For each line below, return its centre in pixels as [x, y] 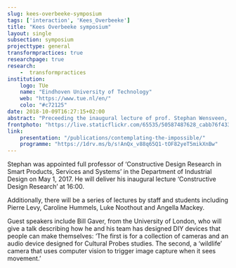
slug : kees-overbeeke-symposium [54, 14]
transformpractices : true [45, 53]
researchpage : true [36, 60]
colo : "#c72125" [44, 105]
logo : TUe [34, 86]
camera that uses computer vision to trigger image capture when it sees [112, 251]
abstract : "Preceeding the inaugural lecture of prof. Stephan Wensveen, [118, 118]
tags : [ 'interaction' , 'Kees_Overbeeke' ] [69, 20]
